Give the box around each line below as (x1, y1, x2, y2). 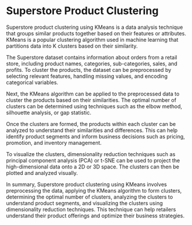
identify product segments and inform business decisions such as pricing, (6, 133, 185, 140)
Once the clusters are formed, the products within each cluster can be (6, 120, 176, 127)
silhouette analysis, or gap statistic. (6, 109, 92, 116)
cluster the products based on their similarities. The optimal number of (6, 96, 177, 104)
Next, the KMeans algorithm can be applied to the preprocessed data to (6, 90, 180, 97)
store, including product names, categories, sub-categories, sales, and (6, 60, 178, 67)
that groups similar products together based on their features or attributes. (6, 29, 187, 37)
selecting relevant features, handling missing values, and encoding (6, 72, 168, 80)
